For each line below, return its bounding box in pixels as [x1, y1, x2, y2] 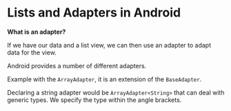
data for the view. [7, 48, 57, 57]
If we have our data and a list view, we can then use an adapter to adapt [7, 41, 212, 49]
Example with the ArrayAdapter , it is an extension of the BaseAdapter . [7, 74, 202, 83]
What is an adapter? [7, 28, 66, 36]
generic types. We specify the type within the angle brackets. [7, 95, 182, 104]
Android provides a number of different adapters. [7, 61, 147, 70]
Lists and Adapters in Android [7, 5, 181, 21]
